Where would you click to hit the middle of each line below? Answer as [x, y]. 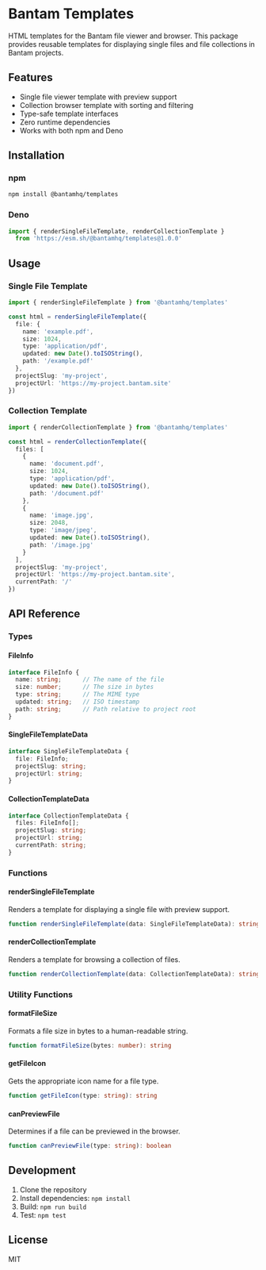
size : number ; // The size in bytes [85, 687]
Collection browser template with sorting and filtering [106, 105]
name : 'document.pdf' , [66, 464]
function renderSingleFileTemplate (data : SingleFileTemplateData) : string [134, 924]
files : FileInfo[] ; [47, 823]
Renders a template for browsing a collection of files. [94, 959]
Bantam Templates [71, 14]
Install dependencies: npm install [75, 1198]
